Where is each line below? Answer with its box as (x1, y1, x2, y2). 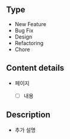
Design (14, 33, 33, 40)
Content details (6, 63, 65, 73)
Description (6, 110, 50, 120)
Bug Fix (14, 27, 34, 34)
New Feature (14, 20, 46, 27)
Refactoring (14, 39, 44, 46)
